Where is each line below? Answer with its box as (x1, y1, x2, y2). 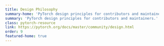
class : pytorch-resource (5, 20, 56, 25)
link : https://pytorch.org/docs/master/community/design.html (5, 25, 134, 30)
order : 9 (5, 29, 23, 34)
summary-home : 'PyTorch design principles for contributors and (5, 11, 139, 16)
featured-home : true (5, 34, 47, 39)
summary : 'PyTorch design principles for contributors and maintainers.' (5, 16, 159, 21)
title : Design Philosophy (5, 7, 58, 12)
